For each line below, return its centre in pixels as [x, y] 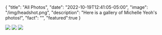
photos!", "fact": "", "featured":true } [43, 18]
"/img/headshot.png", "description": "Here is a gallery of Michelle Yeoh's [81, 12]
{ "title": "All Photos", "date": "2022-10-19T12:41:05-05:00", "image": [77, 7]
